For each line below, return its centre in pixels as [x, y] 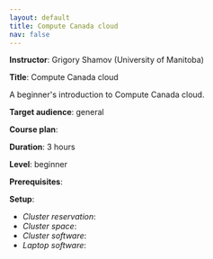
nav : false [30, 34]
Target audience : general [57, 112]
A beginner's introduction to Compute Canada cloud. [107, 94]
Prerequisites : [36, 182]
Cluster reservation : [59, 217]
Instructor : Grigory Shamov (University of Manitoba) [107, 60]
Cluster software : [54, 236]
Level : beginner [38, 165]
